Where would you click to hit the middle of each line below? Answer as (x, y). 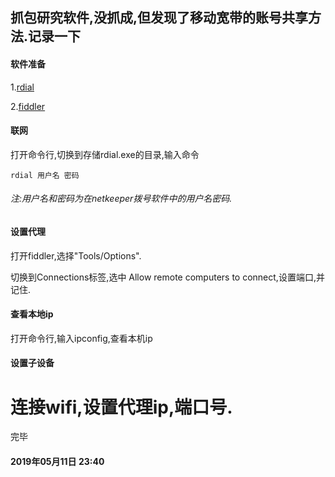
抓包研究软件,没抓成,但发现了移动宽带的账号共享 (159, 18)
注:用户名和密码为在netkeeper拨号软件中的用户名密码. (121, 199)
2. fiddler (28, 106)
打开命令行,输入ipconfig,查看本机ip (81, 338)
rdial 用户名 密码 (45, 175)
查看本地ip (32, 314)
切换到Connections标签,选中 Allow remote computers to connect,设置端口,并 (167, 277)
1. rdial (22, 87)
